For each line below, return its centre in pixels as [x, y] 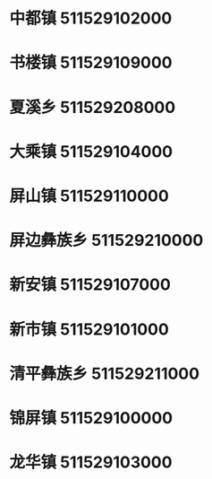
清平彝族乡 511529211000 [104, 374]
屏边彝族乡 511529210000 [106, 241]
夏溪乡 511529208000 [93, 107]
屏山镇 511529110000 [89, 196]
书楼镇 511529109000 [91, 63]
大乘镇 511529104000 [91, 151]
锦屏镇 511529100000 [91, 418]
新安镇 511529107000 [90, 285]
